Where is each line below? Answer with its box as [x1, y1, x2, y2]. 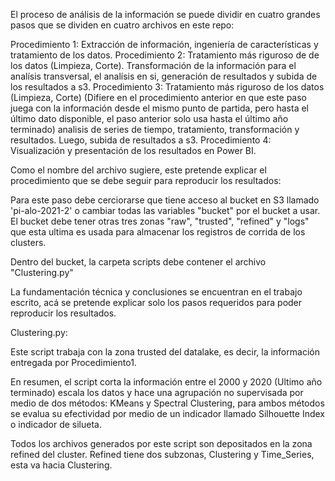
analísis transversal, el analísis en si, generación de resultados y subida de [10, 70, 318, 82]
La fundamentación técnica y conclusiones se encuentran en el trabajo [10, 286, 303, 298]
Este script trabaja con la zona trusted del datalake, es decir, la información [10, 346, 320, 358]
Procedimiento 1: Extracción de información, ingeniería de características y [10, 39, 319, 50]
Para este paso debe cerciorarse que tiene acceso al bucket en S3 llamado [10, 194, 320, 206]
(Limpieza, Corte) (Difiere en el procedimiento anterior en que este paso [10, 92, 307, 103]
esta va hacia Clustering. [10, 459, 113, 471]
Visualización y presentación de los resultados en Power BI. [10, 145, 257, 156]
